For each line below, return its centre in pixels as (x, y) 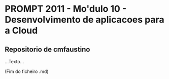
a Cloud (21, 31)
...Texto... (14, 61)
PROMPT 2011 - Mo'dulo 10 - (66, 9)
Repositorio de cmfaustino (47, 49)
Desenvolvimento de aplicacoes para (84, 20)
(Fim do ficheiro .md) (27, 71)
